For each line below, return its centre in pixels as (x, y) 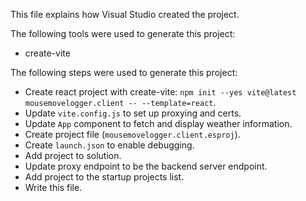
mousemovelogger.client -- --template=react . (120, 102)
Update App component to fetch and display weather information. (158, 123)
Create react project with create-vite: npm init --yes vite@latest (160, 92)
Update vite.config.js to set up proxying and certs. (133, 113)
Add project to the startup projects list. (104, 177)
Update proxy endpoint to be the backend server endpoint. (146, 166)
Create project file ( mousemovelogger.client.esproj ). (132, 134)
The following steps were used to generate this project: (124, 72)
